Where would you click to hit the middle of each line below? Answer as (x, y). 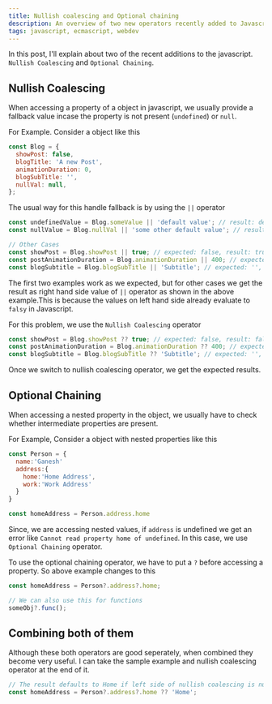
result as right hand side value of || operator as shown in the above (121, 291)
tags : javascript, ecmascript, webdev (74, 31)
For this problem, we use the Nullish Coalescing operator (105, 324)
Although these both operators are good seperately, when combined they (131, 653)
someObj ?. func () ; (38, 608)
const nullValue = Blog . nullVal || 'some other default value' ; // (125, 230)
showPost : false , (45, 155)
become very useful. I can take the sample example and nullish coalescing (132, 661)
